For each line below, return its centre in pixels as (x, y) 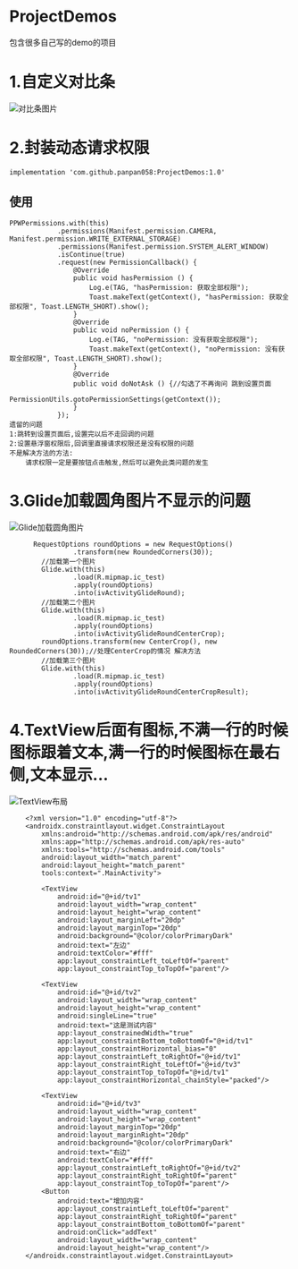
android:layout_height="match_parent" (113, 865)
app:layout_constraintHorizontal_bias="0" (137, 1049)
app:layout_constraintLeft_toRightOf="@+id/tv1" (149, 1056)
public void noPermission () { (131, 330)
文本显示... (69, 775)
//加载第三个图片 (69, 660)
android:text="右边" (94, 1152)
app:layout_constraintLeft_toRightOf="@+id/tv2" (149, 1168)
